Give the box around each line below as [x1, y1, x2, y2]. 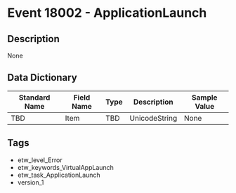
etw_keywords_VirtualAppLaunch [17, 163, 114, 171]
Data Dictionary [7, 72, 77, 84]
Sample [192, 93, 218, 102]
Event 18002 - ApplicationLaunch [7, 5, 207, 21]
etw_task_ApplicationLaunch [17, 171, 100, 179]
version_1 [17, 178, 44, 187]
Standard [18, 93, 51, 102]
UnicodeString [129, 113, 178, 123]
